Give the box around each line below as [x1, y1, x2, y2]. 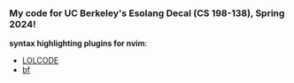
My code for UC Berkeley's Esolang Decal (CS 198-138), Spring [9, 7, 285, 19]
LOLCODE [21, 56, 59, 66]
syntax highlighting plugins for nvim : [9, 38, 148, 49]
